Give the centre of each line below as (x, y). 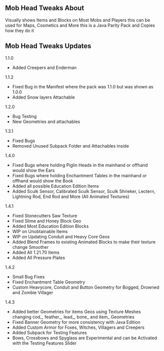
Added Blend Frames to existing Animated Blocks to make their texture (84, 242)
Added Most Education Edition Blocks (50, 226)
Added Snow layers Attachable (44, 97)
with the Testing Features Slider (44, 343)
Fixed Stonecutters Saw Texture (45, 215)
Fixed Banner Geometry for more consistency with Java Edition (76, 322)
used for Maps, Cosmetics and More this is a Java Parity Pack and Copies (80, 25)
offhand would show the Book (43, 181)
